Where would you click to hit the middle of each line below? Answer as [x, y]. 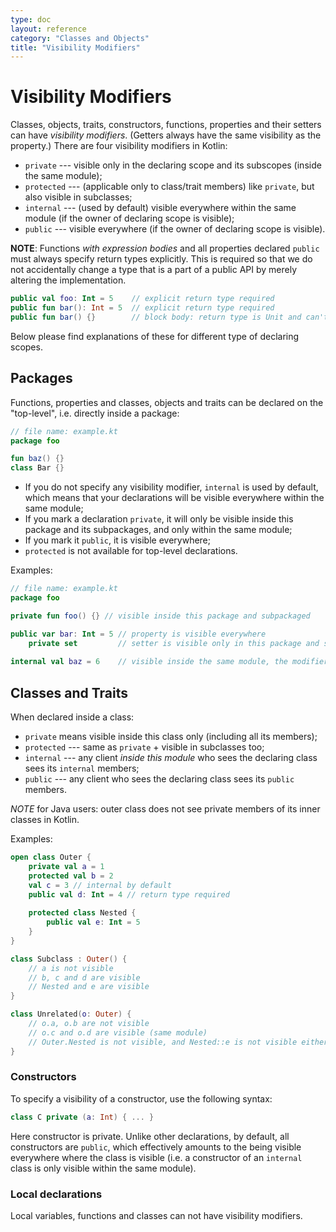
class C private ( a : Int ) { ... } [82, 1117]
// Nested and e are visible [89, 987]
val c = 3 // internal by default [100, 885]
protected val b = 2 [71, 876]
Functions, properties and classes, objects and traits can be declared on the [167, 402]
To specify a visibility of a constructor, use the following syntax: [141, 1098]
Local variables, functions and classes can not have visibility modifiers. [156, 1216]
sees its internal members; [82, 768]
